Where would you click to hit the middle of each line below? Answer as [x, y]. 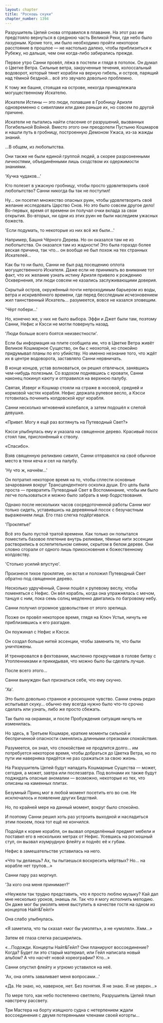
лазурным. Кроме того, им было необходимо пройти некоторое [72, 43]
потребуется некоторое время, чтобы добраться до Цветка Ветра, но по [81, 753]
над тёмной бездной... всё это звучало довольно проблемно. [69, 78]
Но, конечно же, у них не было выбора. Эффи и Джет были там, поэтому [81, 319]
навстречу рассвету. [27, 1001]
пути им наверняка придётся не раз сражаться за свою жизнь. [71, 758]
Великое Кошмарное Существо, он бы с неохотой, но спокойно [71, 348]
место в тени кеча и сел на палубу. [42, 461]
